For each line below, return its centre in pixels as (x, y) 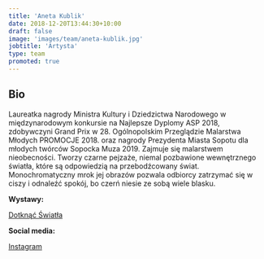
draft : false (30, 31)
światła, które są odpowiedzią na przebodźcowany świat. (104, 166)
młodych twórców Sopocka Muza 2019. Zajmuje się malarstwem (116, 148)
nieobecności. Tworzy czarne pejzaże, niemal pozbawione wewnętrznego (132, 157)
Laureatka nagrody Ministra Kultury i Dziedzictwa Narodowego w (117, 114)
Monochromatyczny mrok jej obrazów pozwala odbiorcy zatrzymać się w (131, 174)
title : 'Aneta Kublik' (47, 16)
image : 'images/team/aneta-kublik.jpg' (76, 39)
